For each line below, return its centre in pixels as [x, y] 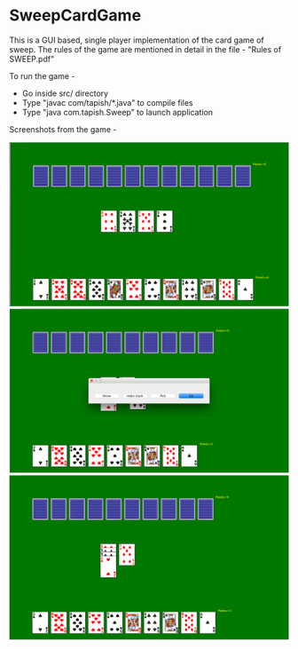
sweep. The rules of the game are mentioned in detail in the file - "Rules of [145, 49]
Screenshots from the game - [63, 129]
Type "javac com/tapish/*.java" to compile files [107, 102]
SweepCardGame [75, 16]
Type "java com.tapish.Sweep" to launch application [118, 112]
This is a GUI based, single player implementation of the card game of [137, 40]
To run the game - [42, 75]
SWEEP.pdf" [32, 59]
